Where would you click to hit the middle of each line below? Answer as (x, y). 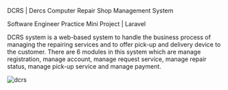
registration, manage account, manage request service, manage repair (107, 59)
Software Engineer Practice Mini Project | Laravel (77, 24)
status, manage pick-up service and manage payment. (84, 66)
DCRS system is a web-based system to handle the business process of (109, 37)
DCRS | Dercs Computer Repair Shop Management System (90, 11)
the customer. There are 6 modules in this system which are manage (104, 52)
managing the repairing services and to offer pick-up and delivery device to (114, 44)
